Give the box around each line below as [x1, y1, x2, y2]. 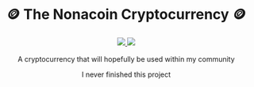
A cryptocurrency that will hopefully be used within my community [17, 54, 235, 63]
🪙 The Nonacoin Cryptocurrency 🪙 [6, 6, 247, 24]
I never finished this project [81, 70, 171, 79]
